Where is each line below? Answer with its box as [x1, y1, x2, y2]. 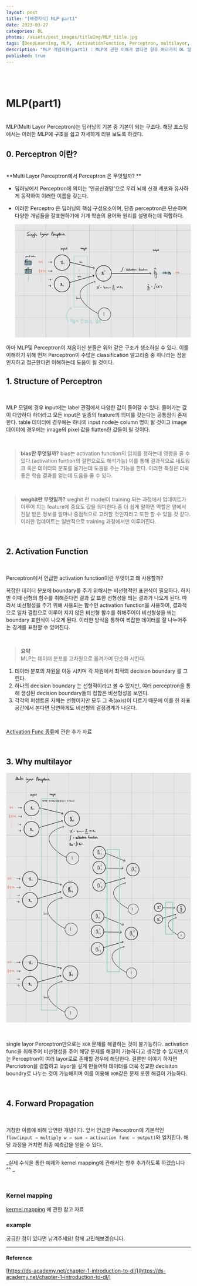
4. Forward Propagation [6, 1098, 94, 1108]
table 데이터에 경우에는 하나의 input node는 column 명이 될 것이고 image [18, 419, 187, 426]
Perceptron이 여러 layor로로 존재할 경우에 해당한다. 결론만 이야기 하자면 [12, 1055, 178, 1062]
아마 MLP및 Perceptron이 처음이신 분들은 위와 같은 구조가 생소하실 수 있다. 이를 [6, 344, 189, 351]
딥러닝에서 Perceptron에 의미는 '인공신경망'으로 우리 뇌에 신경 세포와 [14, 185, 173, 192]
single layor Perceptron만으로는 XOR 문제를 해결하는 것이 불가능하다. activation [6, 1040, 189, 1047]
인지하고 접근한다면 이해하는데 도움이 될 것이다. [6, 359, 114, 366]
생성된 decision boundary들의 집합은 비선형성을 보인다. [21, 689, 150, 696]
